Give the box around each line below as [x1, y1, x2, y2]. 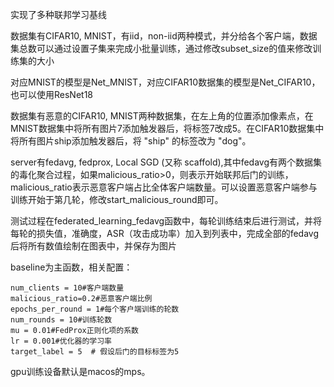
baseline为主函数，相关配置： [10, 261, 133, 273]
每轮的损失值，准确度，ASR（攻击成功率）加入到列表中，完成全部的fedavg [10, 228, 319, 239]
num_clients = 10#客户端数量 [10, 283, 125, 293]
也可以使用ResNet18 [10, 89, 94, 100]
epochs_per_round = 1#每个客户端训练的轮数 [10, 304, 180, 314]
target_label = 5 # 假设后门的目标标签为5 [10, 347, 180, 357]
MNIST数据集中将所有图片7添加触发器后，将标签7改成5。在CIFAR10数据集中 [10, 123, 325, 134]
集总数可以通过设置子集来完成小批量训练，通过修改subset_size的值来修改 [10, 43, 313, 54]
